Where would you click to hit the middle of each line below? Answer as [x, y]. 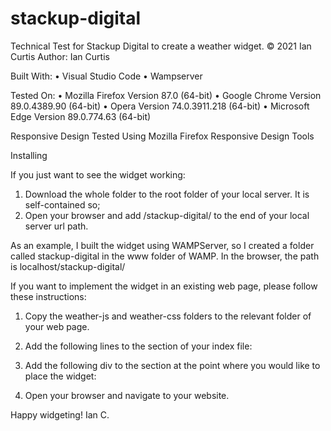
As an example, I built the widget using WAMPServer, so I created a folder [162, 245]
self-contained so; [62, 204]
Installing [29, 155]
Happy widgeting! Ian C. [60, 414]
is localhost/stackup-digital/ [68, 266]
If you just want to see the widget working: [98, 174]
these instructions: [48, 296]
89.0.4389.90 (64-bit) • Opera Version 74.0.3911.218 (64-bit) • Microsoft [160, 106]
